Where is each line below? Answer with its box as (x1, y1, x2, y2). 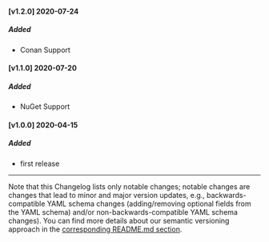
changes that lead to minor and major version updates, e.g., (8, 190, 206, 200)
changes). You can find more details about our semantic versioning (8, 216, 230, 225)
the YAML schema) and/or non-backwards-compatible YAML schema (8, 207, 239, 216)
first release (19, 159, 60, 168)
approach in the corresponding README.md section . (8, 224, 183, 234)
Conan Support (19, 45, 70, 54)
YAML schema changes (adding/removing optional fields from (46, 199, 252, 208)
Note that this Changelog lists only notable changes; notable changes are (8, 181, 251, 192)
